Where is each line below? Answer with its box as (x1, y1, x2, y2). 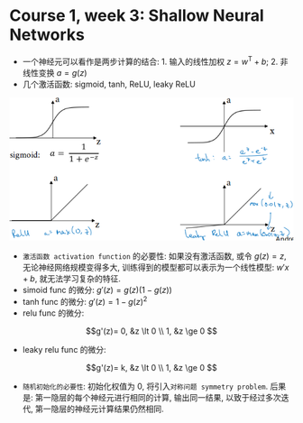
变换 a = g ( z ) (38, 67, 87, 78)
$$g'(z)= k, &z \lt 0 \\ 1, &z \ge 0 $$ (85, 362, 218, 372)
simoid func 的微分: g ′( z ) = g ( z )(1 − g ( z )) (22, 284, 173, 295)
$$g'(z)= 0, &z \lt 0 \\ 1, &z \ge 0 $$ (85, 326, 218, 336)
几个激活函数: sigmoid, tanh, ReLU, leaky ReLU (22, 78, 196, 89)
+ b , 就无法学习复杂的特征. (22, 272, 122, 284)
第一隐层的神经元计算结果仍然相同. (34, 403, 164, 414)
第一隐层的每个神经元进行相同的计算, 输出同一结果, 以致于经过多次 (34, 391, 281, 402)
